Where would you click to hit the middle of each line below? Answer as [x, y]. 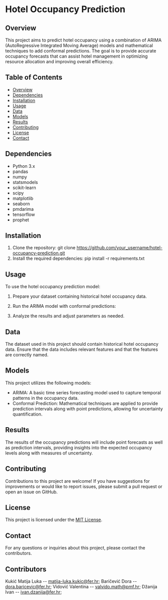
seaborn [21, 204]
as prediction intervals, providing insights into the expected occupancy [79, 447]
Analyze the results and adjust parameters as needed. [68, 316]
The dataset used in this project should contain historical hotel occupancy [82, 344]
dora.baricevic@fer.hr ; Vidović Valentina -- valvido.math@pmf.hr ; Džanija [81, 586]
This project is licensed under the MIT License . [54, 520]
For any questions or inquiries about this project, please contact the [75, 548]
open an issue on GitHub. [31, 492]
